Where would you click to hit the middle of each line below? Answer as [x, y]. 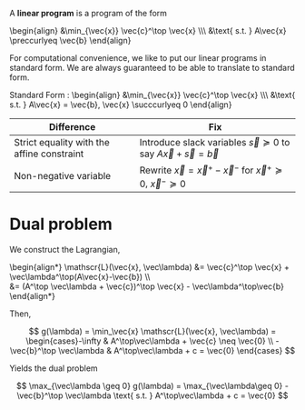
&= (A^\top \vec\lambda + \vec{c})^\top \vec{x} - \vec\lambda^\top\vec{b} [147, 286]
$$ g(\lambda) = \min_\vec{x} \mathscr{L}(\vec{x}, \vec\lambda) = [152, 331]
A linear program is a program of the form [89, 13]
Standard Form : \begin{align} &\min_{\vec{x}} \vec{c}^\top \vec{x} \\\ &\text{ [152, 95]
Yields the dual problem [54, 368]
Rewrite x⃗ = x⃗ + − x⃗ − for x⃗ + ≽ [211, 170]
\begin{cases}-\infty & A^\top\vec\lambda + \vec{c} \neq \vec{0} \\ [150, 341]
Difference [72, 127]
